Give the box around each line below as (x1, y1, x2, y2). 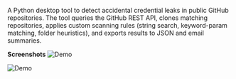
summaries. (7, 36, 42, 45)
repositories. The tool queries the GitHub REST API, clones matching (7, 14, 208, 22)
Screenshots (7, 50, 46, 58)
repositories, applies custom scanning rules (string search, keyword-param (7, 21, 227, 29)
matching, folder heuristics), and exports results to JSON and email (7, 28, 205, 37)
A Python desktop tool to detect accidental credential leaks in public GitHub (7, 6, 229, 14)
